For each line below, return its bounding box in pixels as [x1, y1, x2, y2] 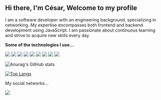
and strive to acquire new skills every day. [5, 32, 90, 38]
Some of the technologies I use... [5, 41, 74, 48]
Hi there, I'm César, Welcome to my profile [5, 4, 137, 12]
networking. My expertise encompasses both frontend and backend [5, 22, 143, 28]
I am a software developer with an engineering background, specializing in [5, 17, 157, 22]
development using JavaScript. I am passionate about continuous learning [5, 27, 156, 33]
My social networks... [5, 80, 49, 86]
